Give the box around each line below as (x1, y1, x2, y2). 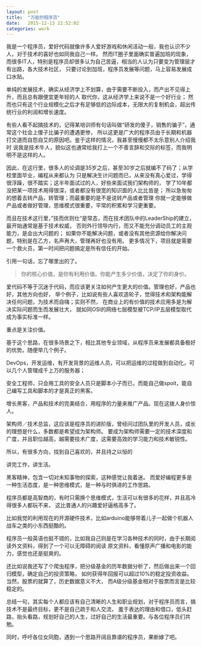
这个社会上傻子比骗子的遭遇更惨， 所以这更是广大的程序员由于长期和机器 (11, 129, 192, 136)
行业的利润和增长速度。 (11, 108, 70, 116)
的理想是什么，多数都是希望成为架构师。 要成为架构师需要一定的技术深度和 (6, 428, 192, 435)
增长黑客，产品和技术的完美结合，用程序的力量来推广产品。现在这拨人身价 (6, 400, 191, 407)
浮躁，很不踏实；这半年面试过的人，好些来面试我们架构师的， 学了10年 (11, 179, 188, 187)
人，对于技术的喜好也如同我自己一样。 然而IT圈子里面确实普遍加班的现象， (6, 51, 192, 58)
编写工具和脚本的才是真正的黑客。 (11, 387, 96, 395)
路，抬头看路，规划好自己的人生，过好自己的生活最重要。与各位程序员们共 (6, 613, 191, 621)
